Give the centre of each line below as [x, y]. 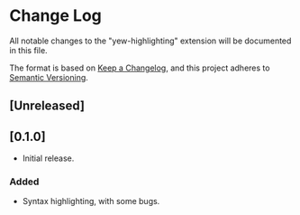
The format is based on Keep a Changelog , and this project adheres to [140, 68]
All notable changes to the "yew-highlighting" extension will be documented [150, 41]
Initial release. [48, 158]
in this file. [28, 50]
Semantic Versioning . [49, 77]
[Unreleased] [47, 106]
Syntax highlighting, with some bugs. [91, 201]
